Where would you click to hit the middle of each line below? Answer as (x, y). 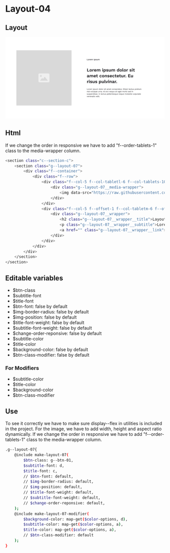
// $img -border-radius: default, (59, 482)
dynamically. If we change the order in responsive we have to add (74, 434)
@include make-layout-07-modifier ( (52, 514)
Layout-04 (28, 9)
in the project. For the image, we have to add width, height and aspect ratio (83, 429)
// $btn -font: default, (48, 476)
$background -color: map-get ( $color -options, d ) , (76, 519)
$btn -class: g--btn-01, (48, 460)
